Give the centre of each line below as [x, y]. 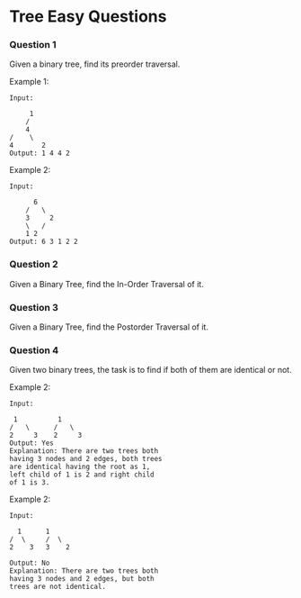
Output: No [30, 563]
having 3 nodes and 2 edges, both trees [86, 459]
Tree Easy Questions [88, 17]
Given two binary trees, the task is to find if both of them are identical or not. [150, 370]
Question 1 [33, 45]
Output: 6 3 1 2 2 [44, 242]
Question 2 [34, 265]
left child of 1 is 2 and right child [82, 475]
